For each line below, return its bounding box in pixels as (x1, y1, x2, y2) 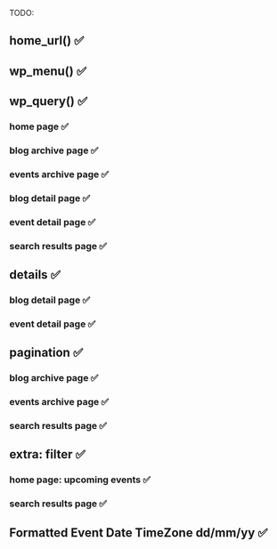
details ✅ (9, 267, 61, 283)
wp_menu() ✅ (9, 63, 87, 78)
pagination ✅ (9, 345, 83, 360)
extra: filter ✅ (9, 447, 86, 462)
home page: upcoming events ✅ (9, 473, 151, 486)
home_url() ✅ (9, 33, 85, 48)
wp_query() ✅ (9, 93, 88, 109)
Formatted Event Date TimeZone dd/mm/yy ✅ (9, 525, 268, 540)
